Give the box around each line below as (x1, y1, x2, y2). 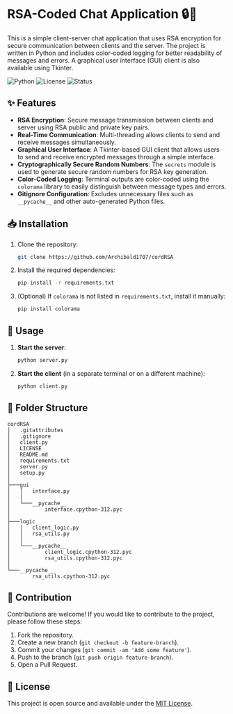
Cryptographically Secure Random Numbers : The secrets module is (17, 160, 216, 168)
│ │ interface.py (7, 487, 70, 495)
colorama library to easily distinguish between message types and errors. (17, 182, 227, 191)
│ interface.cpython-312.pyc (7, 506, 123, 513)
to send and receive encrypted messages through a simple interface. (17, 152, 216, 161)
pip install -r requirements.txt (17, 280, 115, 287)
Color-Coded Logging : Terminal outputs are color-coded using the (17, 175, 210, 183)
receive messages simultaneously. (17, 138, 117, 146)
